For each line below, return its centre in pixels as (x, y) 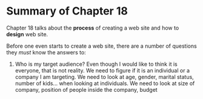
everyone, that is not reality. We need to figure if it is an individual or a (102, 70)
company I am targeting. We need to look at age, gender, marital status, (104, 77)
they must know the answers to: (46, 52)
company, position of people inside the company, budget (86, 89)
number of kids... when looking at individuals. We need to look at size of (105, 83)
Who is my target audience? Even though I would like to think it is (96, 64)
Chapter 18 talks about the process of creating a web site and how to (93, 28)
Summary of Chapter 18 (67, 11)
